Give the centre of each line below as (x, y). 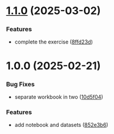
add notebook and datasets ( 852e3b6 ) (61, 125)
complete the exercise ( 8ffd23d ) (53, 42)
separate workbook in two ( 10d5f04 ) (59, 97)
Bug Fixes (21, 84)
